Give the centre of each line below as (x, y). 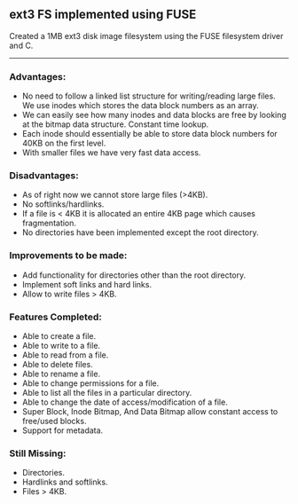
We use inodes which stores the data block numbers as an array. (140, 106)
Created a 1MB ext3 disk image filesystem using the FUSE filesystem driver (146, 35)
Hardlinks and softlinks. (65, 482)
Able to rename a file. (61, 374)
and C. (21, 45)
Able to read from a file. (65, 355)
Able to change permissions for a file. (90, 383)
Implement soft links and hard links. (87, 284)
